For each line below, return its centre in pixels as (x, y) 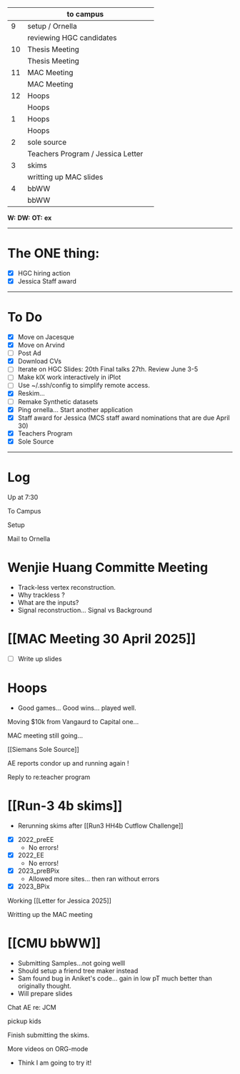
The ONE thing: (54, 254)
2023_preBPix (39, 870)
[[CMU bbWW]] (54, 943)
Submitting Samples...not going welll (71, 963)
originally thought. (44, 985)
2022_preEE (36, 839)
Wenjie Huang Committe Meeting (108, 567)
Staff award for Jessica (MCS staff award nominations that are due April (124, 418)
